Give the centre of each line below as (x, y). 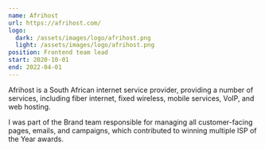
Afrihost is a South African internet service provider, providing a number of (131, 90)
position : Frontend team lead (58, 52)
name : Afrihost (33, 15)
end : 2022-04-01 (35, 67)
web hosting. (29, 106)
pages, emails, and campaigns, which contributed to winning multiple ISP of (132, 130)
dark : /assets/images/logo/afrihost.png (83, 38)
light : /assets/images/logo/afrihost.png (85, 45)
